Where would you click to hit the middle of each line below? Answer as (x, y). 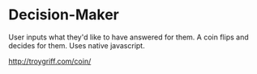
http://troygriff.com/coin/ (50, 61)
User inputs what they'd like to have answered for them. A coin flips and (128, 37)
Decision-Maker (64, 15)
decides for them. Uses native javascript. (77, 45)
